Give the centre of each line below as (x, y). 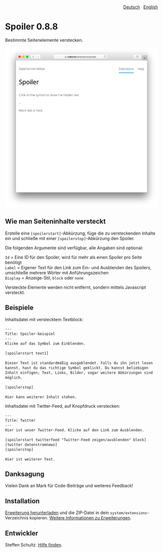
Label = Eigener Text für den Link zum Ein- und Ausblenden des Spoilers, (78, 267)
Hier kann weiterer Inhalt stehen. (41, 397)
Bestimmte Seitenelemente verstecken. (44, 40)
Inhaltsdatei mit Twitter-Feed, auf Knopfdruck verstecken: (63, 406)
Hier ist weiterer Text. (30, 459)
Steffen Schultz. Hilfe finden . (34, 545)
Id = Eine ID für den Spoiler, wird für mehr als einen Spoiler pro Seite (73, 257)
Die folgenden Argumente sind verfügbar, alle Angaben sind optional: (74, 248)
